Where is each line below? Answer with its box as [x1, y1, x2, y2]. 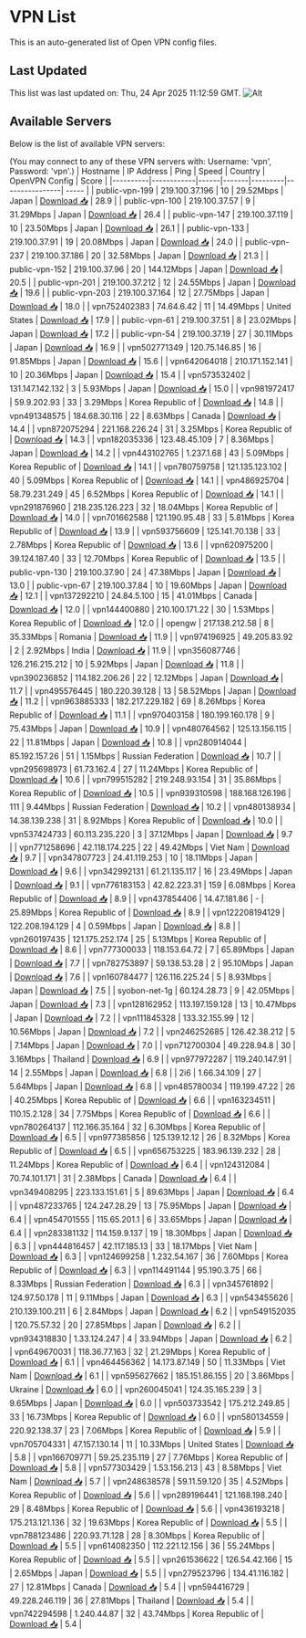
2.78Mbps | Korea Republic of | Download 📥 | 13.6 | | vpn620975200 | [9, 539, 273, 550]
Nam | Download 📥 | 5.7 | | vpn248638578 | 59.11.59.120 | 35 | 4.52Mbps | [9, 1475, 289, 1486]
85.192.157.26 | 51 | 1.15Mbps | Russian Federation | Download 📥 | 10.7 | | [9, 751, 281, 761]
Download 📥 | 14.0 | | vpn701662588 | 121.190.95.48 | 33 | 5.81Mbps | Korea [9, 511, 295, 522]
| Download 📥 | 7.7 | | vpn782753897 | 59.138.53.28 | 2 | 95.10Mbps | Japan [9, 957, 294, 969]
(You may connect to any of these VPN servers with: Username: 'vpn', [9, 155, 272, 166]
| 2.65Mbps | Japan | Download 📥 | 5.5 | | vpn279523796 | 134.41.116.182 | [9, 1568, 290, 1579]
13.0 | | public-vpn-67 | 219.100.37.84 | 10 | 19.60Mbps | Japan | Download [9, 580, 287, 591]
